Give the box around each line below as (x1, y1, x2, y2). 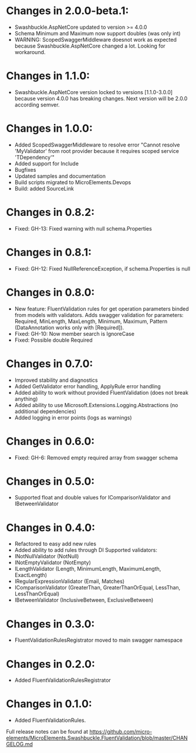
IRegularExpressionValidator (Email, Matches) (14, 578, 125, 585)
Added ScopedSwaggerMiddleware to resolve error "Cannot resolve (14, 141, 180, 148)
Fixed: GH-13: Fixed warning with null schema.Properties (14, 225, 153, 232)
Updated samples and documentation (14, 172, 106, 179)
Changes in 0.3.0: (6, 617, 95, 631)
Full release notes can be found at (6, 728, 89, 735)
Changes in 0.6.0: (6, 434, 95, 448)
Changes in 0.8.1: (6, 245, 92, 259)
